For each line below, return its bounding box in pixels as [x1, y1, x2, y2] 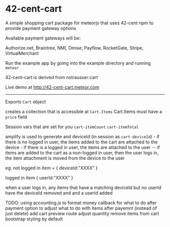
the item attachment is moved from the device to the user [5, 155, 125, 161]
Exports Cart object [5, 98, 46, 104]
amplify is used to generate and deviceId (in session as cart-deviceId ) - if [5, 133, 160, 139]
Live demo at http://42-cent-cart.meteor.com [5, 84, 100, 90]
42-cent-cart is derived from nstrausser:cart [5, 74, 98, 80]
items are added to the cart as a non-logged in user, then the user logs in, [5, 149, 159, 156]
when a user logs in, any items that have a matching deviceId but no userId [5, 184, 162, 191]
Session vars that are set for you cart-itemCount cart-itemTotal [5, 124, 139, 130]
